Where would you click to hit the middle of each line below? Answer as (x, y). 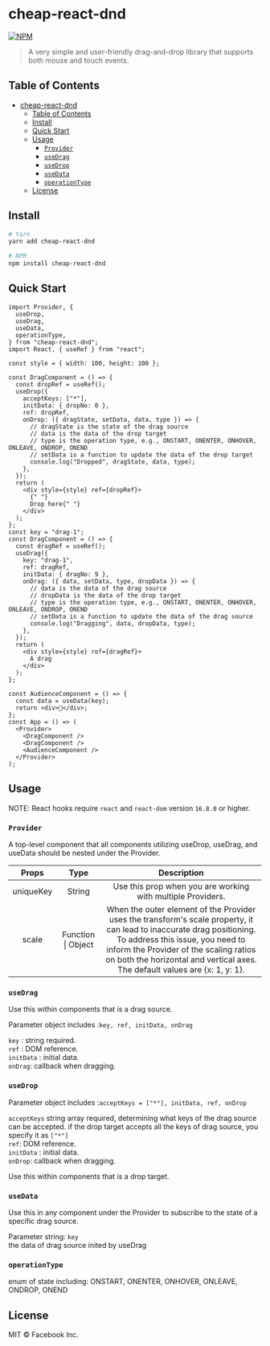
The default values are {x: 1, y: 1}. (181, 969)
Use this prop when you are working (181, 886)
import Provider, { (41, 307)
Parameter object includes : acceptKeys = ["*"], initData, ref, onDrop (128, 1103)
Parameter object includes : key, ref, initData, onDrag (100, 1025)
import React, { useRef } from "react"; (77, 349)
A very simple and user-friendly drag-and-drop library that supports (141, 51)
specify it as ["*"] (39, 1135)
